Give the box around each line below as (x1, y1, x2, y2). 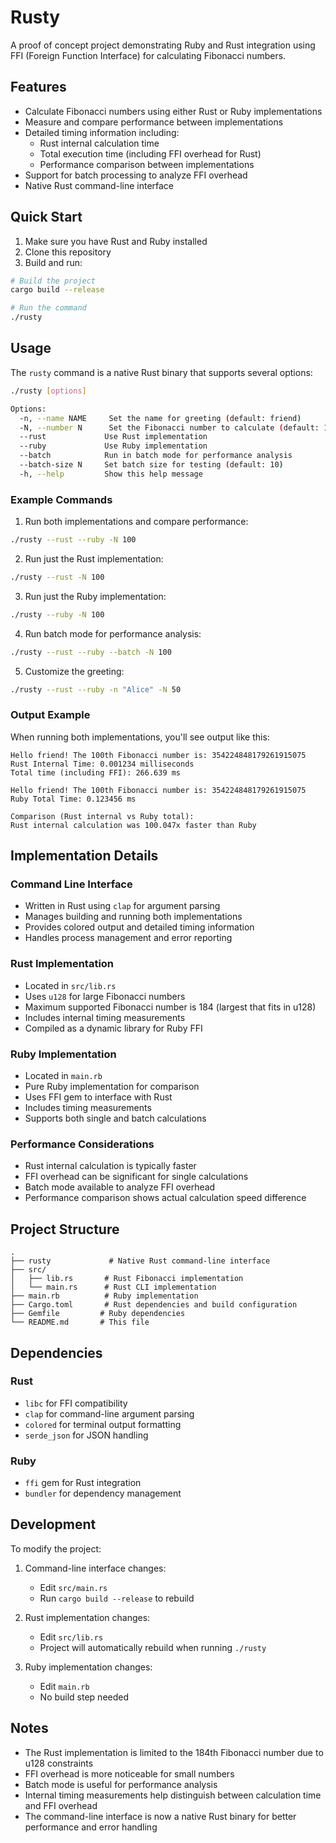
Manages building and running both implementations (24, 911, 243, 923)
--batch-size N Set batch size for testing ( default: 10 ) (19, 460, 284, 470)
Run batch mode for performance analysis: (24, 627, 202, 640)
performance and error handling (24, 1821, 158, 1833)
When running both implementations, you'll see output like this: (10, 731, 270, 743)
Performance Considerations (10, 1137, 155, 1151)
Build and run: (24, 256, 83, 268)
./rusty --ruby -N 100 (10, 609, 105, 620)
